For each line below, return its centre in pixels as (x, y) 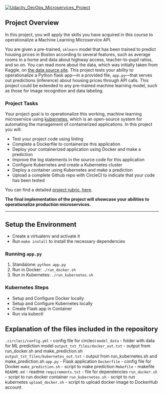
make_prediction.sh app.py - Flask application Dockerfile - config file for (78, 361)
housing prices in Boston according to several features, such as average (78, 54)
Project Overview (32, 23)
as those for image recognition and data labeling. (54, 91)
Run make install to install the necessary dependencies (69, 241)
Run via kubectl (28, 314)
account (13, 387)
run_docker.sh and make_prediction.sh (44, 351)
